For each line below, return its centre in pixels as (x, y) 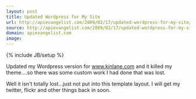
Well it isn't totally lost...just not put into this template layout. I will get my (93, 84)
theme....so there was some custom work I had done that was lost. (86, 73)
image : (14, 38)
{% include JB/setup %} (35, 55)
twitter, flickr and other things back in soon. (58, 90)
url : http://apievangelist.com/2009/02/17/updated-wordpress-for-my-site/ (99, 22)
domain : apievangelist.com (39, 33)
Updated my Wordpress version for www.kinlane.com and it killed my (89, 66)
